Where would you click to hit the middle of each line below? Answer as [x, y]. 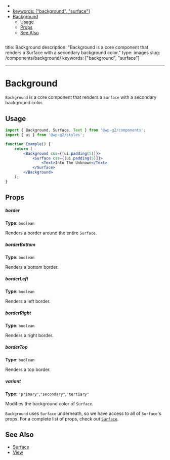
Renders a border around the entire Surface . [51, 233]
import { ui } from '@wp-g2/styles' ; [45, 135]
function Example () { [28, 144]
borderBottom [20, 244]
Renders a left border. [28, 301]
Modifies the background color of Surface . [49, 403]
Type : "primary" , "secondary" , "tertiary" [47, 394]
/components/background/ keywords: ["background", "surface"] [73, 58]
